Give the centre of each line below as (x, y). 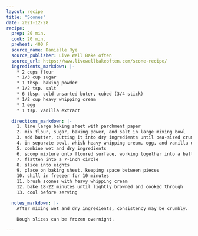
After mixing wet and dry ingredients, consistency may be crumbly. (103, 208)
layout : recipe (25, 12)
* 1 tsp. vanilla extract (49, 110)
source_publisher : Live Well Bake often (62, 55)
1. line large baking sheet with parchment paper (79, 127)
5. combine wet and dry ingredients (62, 148)
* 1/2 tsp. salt (37, 88)
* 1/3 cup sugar (37, 77)
